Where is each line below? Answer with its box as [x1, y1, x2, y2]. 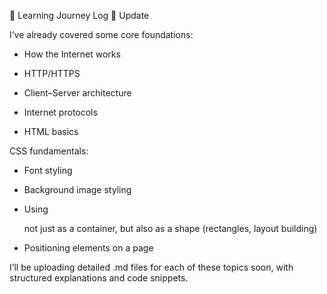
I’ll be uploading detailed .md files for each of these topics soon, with [9, 261, 294, 273]
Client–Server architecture [23, 87, 132, 99]
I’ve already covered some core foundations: [9, 29, 194, 40]
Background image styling [23, 184, 132, 195]
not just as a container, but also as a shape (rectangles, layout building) [23, 223, 318, 234]
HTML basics [23, 126, 79, 137]
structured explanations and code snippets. [9, 272, 189, 284]
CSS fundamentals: [9, 145, 89, 157]
